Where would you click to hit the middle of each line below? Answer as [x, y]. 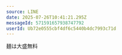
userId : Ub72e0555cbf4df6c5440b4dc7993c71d [61, 28]
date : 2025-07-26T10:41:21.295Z [46, 17]
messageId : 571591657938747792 [45, 23]
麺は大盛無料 [22, 46]
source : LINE [22, 12]
